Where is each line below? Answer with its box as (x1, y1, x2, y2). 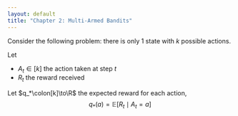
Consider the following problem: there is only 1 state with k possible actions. (7, 36, 231, 45)
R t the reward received (17, 73, 85, 84)
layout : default (7, 10, 56, 18)
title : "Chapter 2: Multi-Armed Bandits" (7, 17, 133, 24)
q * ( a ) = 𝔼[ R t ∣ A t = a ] (89, 100, 152, 110)
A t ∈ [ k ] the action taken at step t (17, 64, 116, 75)
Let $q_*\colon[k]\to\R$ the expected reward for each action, (7, 89, 187, 97)
